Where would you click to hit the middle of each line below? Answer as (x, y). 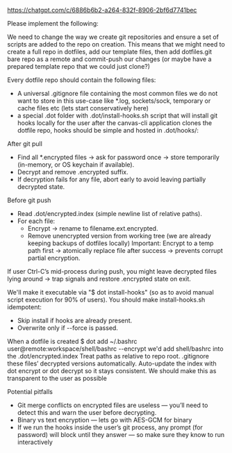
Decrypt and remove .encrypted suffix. (73, 172)
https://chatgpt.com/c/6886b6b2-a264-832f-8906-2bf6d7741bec (102, 10)
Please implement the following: (53, 23)
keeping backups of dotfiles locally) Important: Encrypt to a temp (121, 243)
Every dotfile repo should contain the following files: (82, 80)
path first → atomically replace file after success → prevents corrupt (125, 250)
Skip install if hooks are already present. (75, 320)
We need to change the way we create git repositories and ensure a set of (113, 37)
